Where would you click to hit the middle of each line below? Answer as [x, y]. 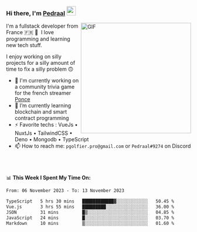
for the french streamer [43, 93]
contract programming [42, 118]
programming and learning [38, 39]
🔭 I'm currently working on [47, 81]
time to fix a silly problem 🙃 [40, 69]
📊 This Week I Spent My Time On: [48, 178]
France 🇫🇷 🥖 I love [30, 32]
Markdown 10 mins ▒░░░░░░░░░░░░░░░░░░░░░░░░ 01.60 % [90, 223]
